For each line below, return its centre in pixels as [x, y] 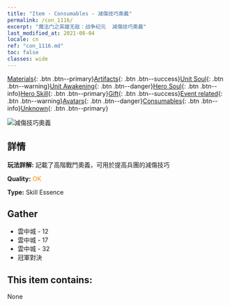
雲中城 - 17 [33, 240]
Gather [23, 214]
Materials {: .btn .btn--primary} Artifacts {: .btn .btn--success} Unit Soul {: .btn [116, 79]
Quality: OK [24, 179]
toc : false [23, 53]
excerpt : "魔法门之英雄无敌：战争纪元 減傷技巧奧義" [77, 26]
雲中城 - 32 [33, 249]
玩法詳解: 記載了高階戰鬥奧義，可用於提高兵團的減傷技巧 [89, 165]
